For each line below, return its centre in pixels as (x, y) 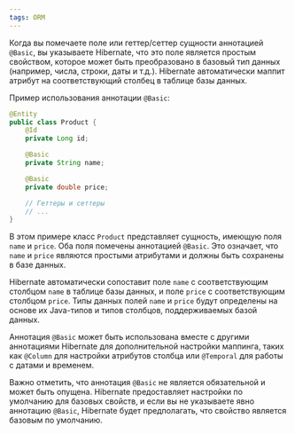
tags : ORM (27, 17)
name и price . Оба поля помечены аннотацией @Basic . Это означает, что (144, 246)
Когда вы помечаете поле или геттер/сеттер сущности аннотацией (136, 43)
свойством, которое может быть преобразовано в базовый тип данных (145, 61)
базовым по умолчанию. (56, 420)
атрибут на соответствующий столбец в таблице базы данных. (128, 80)
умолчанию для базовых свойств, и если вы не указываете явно (132, 401)
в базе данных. (38, 265)
